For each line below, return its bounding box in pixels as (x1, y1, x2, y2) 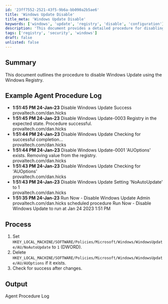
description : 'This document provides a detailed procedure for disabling (5, 26, 164, 31)
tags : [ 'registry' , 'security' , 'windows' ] (5, 30, 97, 35)
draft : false (5, 35, 32, 40)
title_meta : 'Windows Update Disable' (5, 16, 86, 21)
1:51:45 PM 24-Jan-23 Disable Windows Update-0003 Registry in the (12, 115, 157, 121)
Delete (12, 249, 26, 255)
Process (5, 220, 31, 228)
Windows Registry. (5, 77, 44, 83)
